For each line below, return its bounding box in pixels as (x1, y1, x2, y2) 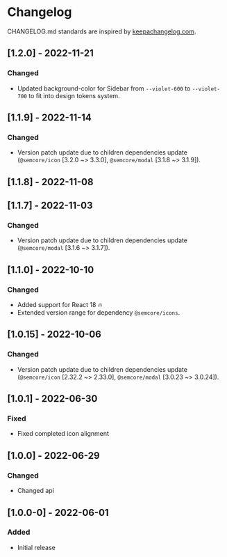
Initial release (17, 543, 56, 551)
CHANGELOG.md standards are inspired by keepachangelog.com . (7, 27, 196, 36)
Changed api (17, 487, 54, 495)
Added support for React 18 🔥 (17, 301, 103, 309)
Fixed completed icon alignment (17, 430, 110, 438)
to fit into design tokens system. (28, 91, 120, 100)
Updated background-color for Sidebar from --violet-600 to (17, 84, 191, 93)
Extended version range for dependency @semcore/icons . (17, 308, 180, 317)
